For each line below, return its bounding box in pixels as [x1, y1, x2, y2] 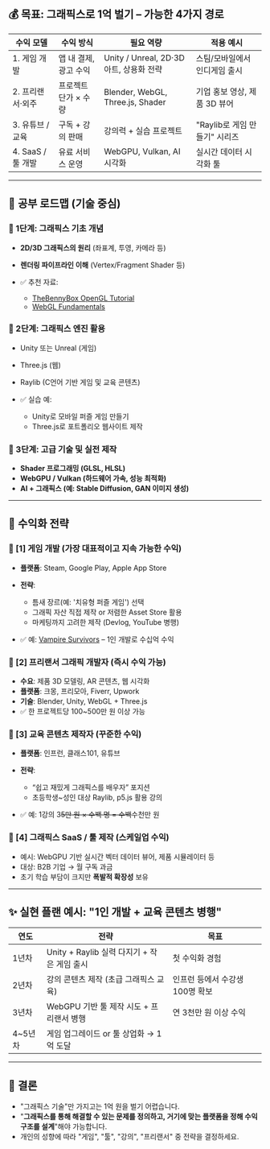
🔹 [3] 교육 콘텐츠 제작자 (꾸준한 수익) [8, 729, 142, 739]
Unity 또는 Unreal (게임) [19, 343, 97, 353]
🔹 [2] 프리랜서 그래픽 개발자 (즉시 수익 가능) [8, 656, 166, 667]
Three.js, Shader [104, 96, 166, 107]
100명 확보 [172, 986, 213, 997]
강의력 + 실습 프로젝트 [104, 125, 182, 136]
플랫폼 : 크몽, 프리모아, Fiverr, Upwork [19, 687, 140, 696]
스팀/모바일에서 [195, 52, 252, 64]
